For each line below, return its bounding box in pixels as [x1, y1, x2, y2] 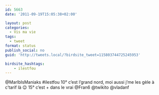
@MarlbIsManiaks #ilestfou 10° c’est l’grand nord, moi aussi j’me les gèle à [5, 79, 155, 85]
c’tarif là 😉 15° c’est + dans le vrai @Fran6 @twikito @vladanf [5, 84, 129, 91]
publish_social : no [5, 47, 45, 53]
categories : [5, 25, 29, 30]
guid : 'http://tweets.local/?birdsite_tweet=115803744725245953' [5, 52, 140, 57]
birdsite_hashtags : [5, 61, 45, 66]
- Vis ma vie [9, 30, 36, 35]
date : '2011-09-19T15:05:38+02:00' [5, 12, 78, 17]
